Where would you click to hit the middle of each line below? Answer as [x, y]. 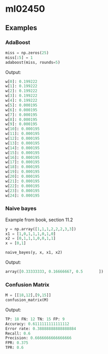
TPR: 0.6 [15, 348]
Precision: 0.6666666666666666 [38, 338]
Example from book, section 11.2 [39, 220]
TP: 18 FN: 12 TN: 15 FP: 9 [35, 319]
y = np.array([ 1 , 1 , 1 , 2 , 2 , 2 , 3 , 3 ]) [41, 229]
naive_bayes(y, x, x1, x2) [34, 253]
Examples [21, 28]
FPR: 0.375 [17, 343]
